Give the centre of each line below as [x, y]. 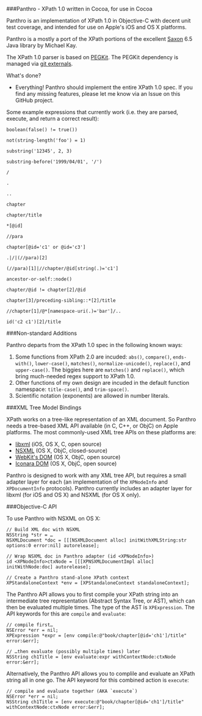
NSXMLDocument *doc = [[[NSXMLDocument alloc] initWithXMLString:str [97, 540]
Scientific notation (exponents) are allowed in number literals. [92, 396]
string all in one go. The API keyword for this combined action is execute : [98, 680]
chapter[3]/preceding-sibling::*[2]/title [61, 301]
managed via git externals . [40, 64]
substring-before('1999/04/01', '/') [54, 162]
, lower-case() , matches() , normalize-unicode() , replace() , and [111, 363]
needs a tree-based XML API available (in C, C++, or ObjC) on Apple [92, 426]
